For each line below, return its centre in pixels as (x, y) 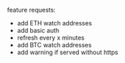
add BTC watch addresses (54, 45)
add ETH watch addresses (55, 23)
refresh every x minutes (50, 38)
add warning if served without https (68, 52)
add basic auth (38, 30)
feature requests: (32, 10)
